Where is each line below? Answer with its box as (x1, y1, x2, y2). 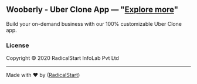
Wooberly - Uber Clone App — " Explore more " (6, 5, 179, 15)
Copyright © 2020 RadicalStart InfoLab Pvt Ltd (6, 55, 119, 62)
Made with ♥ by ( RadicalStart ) (6, 72, 80, 79)
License (6, 41, 29, 49)
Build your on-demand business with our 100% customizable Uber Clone (6, 20, 182, 27)
